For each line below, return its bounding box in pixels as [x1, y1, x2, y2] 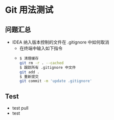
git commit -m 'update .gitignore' [19, 79, 92, 83]
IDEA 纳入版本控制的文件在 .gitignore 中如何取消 [12, 40, 109, 45]
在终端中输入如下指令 [19, 45, 63, 51]
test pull [12, 105, 28, 111]
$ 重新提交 [19, 74, 39, 79]
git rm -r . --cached [19, 60, 64, 65]
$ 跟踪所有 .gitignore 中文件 [19, 65, 76, 70]
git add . [19, 69, 40, 75]
